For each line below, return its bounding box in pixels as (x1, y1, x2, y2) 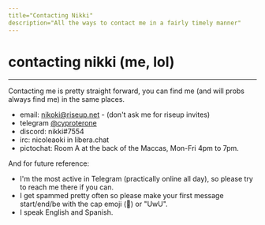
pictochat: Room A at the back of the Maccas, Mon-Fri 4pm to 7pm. (19, 144, 239, 153)
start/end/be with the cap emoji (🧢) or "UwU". (19, 199, 168, 209)
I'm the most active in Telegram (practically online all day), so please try (19, 174, 254, 184)
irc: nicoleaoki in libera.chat (19, 135, 110, 144)
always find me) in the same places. (8, 95, 125, 104)
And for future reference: (8, 159, 90, 168)
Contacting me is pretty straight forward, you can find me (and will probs (8, 86, 244, 96)
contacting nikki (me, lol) (8, 53, 175, 71)
